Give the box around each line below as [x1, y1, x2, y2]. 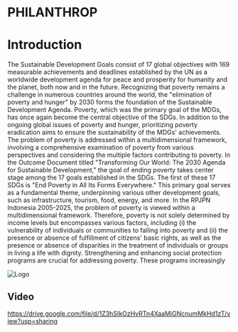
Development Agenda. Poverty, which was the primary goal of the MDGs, [7, 106, 222, 114]
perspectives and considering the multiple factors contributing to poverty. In [7, 150, 231, 160]
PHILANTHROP [7, 4, 98, 21]
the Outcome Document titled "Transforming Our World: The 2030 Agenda [7, 158, 226, 167]
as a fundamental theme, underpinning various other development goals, [7, 189, 221, 197]
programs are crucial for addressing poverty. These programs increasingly [7, 256, 226, 265]
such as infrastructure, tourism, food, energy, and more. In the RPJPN [7, 196, 211, 204]
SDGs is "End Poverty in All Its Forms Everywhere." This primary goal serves [7, 181, 231, 189]
